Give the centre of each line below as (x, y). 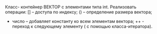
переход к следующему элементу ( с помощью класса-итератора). (82, 26)
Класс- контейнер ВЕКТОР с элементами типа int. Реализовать (71, 7)
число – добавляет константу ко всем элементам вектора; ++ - (78, 21)
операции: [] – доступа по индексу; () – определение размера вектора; (79, 12)
